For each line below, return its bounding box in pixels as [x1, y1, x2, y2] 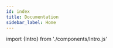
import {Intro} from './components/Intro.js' [6, 36, 107, 43]
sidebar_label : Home [6, 19, 57, 25]
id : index [6, 8, 30, 15]
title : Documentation [6, 14, 59, 20]
